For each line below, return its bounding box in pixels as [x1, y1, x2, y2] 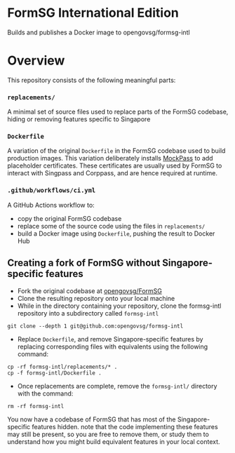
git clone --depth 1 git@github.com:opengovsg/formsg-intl [7, 323, 184, 330]
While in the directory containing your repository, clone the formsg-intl [17, 302, 222, 310]
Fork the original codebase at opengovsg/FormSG [17, 286, 163, 295]
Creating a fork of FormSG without [7, 257, 161, 269]
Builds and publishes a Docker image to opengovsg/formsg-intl [7, 28, 191, 36]
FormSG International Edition [7, 5, 179, 21]
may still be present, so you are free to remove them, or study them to [7, 430, 209, 438]
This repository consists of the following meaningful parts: [7, 76, 176, 84]
